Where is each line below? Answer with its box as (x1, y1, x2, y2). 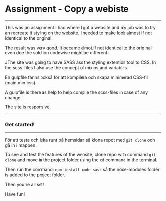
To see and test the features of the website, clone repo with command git (5, 152, 156, 158)
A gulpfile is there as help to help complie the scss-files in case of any (5, 89, 148, 95)
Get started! (5, 121, 35, 128)
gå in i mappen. (5, 142, 37, 148)
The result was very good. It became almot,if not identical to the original (5, 45, 152, 50)
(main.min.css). (5, 79, 37, 85)
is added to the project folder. (5, 172, 65, 178)
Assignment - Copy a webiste (5, 3, 129, 15)
